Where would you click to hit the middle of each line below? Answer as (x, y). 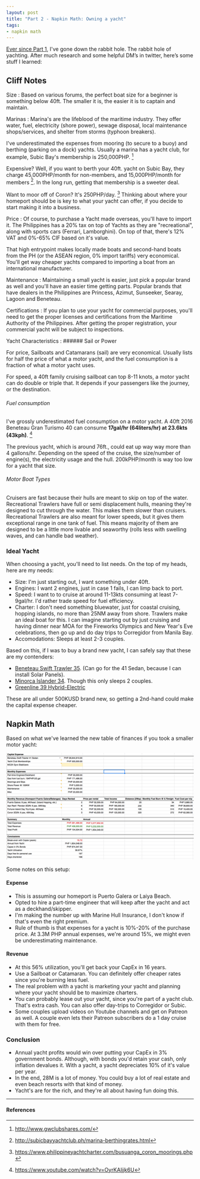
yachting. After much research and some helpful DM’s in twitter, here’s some (100, 55)
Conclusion (23, 1040)
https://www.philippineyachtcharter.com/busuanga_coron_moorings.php (104, 1152)
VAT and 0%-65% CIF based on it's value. (58, 238)
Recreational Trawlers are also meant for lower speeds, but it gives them (95, 517)
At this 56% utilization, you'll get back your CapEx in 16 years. (90, 968)
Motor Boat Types (28, 479)
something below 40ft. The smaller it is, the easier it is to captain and (91, 101)
